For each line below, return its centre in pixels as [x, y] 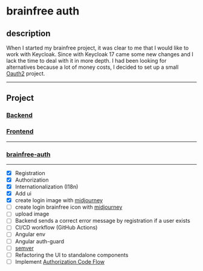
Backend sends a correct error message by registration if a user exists [102, 221]
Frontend [20, 132]
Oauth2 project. [26, 73]
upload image [32, 214]
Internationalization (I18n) [47, 187]
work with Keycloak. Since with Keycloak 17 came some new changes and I [100, 54]
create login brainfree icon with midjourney [69, 207]
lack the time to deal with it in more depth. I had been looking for [87, 61]
